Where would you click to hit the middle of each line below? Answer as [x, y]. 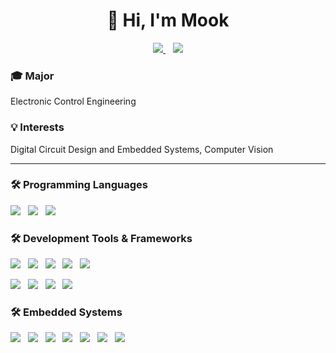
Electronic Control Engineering [73, 101]
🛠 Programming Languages [79, 185]
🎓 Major [32, 76]
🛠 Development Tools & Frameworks [101, 238]
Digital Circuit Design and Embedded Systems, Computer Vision [142, 149]
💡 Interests [37, 127]
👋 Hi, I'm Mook [168, 20]
